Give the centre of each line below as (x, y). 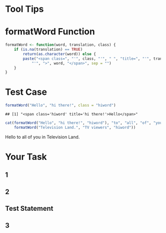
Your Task (26, 157)
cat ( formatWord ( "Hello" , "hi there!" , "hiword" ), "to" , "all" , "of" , (78, 123)
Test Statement (29, 209)
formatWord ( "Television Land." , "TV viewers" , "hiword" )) (75, 127)
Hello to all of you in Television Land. (42, 137)
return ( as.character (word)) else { (60, 54)
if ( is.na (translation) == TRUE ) (48, 49)
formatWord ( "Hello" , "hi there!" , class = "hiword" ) (61, 105)
